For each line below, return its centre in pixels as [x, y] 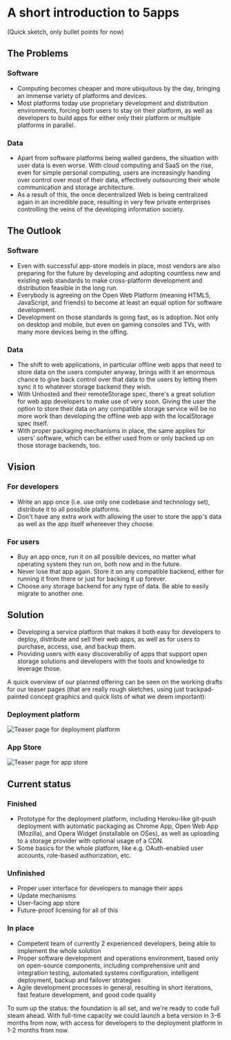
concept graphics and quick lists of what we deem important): [118, 696]
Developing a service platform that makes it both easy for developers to [119, 632]
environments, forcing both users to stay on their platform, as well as [115, 110]
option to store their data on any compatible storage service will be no [117, 408]
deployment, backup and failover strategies [79, 980]
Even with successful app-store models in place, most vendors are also [119, 266]
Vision [21, 467]
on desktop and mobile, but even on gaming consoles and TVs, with [113, 324]
